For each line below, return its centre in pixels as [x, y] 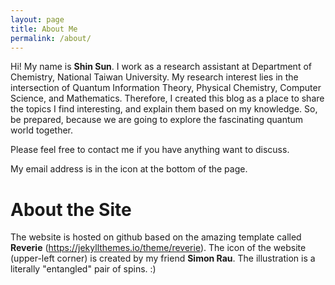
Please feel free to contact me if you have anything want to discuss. [150, 150]
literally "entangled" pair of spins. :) [83, 269]
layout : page [37, 19]
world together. [42, 130]
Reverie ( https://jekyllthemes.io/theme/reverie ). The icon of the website [158, 248]
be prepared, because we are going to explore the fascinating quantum [157, 120]
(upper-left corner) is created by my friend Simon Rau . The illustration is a [163, 258]
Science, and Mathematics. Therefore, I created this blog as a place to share [167, 98]
